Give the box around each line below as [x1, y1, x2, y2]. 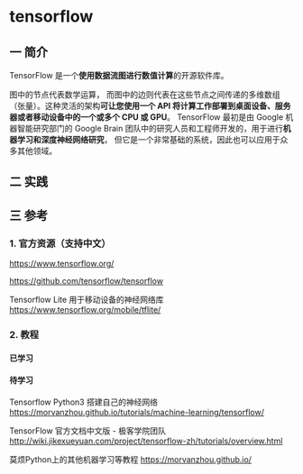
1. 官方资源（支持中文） [9, 237, 111, 250]
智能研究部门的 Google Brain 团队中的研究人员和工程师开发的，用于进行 [16, 123, 284, 133]
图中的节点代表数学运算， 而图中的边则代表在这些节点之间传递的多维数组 [9, 89, 280, 100]
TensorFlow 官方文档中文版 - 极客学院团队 [9, 425, 167, 436]
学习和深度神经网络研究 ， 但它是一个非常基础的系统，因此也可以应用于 [16, 134, 280, 145]
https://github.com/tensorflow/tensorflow [9, 276, 164, 287]
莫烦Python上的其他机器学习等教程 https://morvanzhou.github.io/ [9, 453, 252, 465]
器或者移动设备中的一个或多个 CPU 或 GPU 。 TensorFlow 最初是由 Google [9, 112, 284, 123]
